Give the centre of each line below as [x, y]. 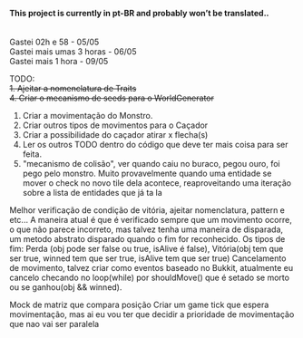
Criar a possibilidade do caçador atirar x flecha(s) [115, 135]
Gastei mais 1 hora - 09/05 [59, 61]
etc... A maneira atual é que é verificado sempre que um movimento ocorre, [151, 220]
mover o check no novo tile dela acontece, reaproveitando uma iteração [157, 183]
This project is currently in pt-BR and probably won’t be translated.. [139, 13]
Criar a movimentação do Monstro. [88, 116]
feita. [32, 154]
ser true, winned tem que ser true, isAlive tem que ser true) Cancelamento [148, 258]
